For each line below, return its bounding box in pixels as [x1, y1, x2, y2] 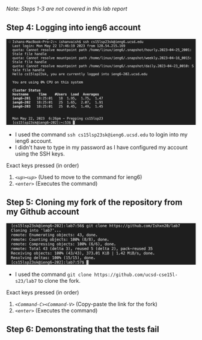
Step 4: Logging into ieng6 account [6, 22, 141, 33]
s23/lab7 [14, 278, 37, 284]
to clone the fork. [38, 277, 81, 284]
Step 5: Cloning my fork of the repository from [6, 197, 183, 207]
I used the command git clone [14, 271, 92, 278]
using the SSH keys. [14, 150, 65, 157]
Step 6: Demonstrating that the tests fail [6, 324, 159, 335]
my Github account [6, 207, 79, 217]
